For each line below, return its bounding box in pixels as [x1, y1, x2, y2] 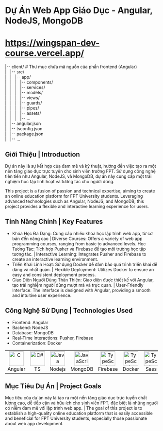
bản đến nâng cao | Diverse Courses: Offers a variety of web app [12, 236, 143, 241]
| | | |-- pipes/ [5, 105, 40, 111]
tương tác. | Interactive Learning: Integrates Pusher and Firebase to [12, 251, 147, 257]
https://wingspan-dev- [5, 37, 100, 49]
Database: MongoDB [12, 329, 54, 335]
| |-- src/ [5, 69, 25, 75]
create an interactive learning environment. [12, 256, 98, 262]
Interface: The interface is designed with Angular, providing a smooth [12, 287, 151, 293]
